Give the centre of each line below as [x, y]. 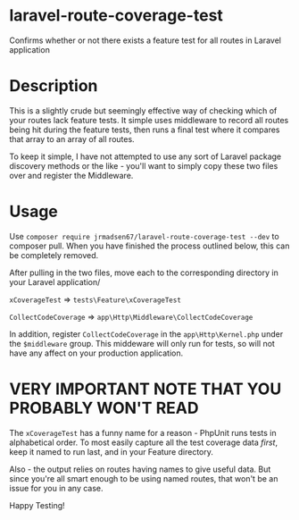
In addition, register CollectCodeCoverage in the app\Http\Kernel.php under [146, 334]
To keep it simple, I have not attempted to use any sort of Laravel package [145, 156]
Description [54, 86]
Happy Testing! [37, 505]
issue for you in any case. [57, 488]
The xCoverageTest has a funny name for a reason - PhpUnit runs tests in [143, 432]
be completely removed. [54, 255]
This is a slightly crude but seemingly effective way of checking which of [143, 110]
